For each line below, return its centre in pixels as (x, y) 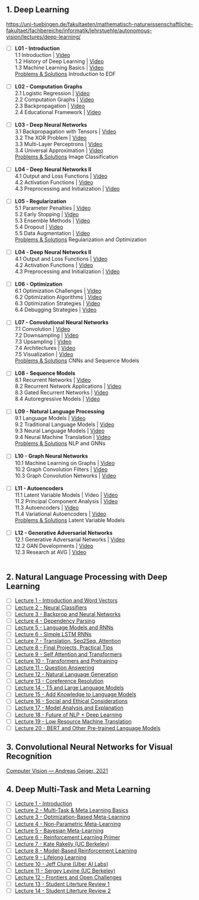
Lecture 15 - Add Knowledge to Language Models (75, 694)
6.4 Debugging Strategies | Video (56, 310)
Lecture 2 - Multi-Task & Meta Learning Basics (72, 810)
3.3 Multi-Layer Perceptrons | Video (59, 144)
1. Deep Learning (38, 10)
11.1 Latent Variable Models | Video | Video (66, 495)
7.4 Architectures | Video (45, 348)
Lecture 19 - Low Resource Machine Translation (73, 721)
